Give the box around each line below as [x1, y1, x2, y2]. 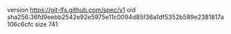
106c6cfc [7, 20, 34, 28]
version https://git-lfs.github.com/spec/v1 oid [7, 6, 136, 14]
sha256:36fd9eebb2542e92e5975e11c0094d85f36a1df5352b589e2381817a [7, 13, 225, 21]
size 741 [35, 20, 58, 28]
